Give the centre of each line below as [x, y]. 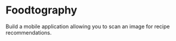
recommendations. [29, 32]
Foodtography [41, 10]
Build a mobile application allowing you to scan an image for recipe [88, 26]
